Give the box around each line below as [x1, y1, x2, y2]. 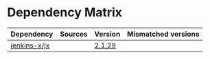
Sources [60, 29, 88, 39]
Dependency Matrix [7, 5, 122, 20]
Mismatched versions [126, 29, 200, 39]
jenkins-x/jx [10, 41, 50, 50]
